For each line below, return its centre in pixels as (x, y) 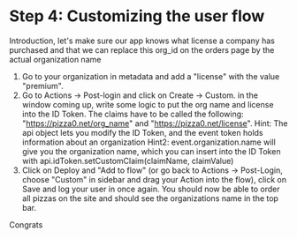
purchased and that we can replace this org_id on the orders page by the (142, 49)
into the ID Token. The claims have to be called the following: (133, 114)
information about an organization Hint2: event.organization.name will (148, 142)
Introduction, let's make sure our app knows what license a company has (142, 41)
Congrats (26, 224)
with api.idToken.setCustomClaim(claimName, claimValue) (128, 161)
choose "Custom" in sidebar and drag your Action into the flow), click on (154, 179)
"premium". (42, 86)
